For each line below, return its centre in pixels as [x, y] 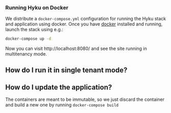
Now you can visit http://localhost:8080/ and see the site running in [76, 49]
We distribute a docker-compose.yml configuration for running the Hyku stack [86, 19]
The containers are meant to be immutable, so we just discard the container [85, 100]
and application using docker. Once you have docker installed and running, [84, 24]
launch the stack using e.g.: [34, 30]
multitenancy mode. [26, 54]
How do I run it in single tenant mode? [66, 70]
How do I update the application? [59, 87]
